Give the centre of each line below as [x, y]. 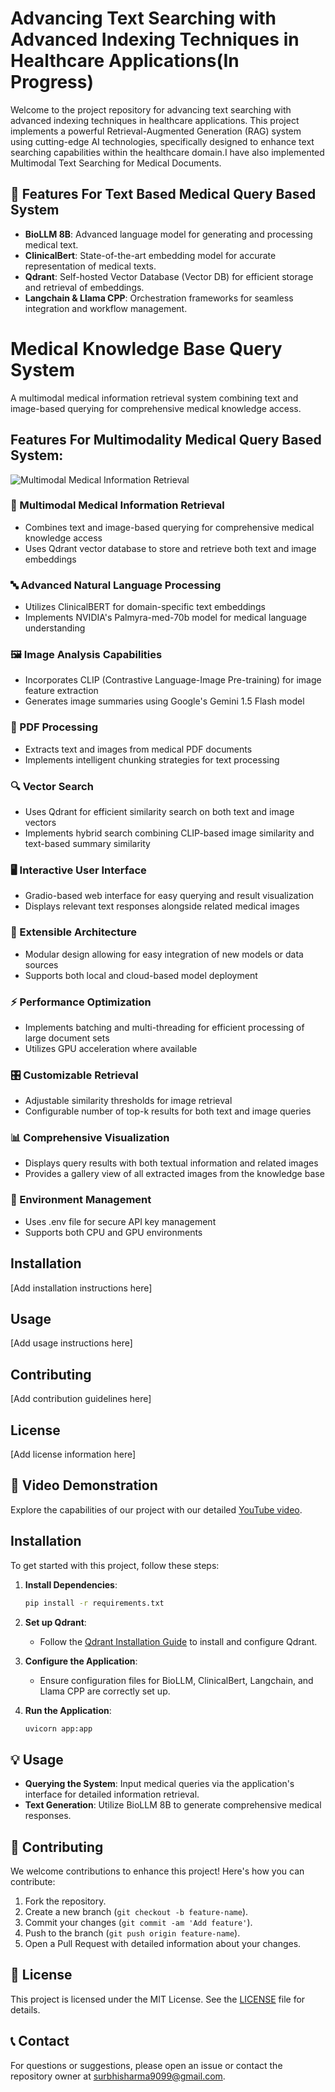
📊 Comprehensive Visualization [90, 1138]
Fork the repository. [65, 1901]
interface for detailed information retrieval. [112, 1794]
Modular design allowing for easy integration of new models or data [164, 954]
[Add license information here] [73, 1454]
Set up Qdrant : [55, 1622]
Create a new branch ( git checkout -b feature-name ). [136, 1912]
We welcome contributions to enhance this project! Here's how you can [157, 1871]
